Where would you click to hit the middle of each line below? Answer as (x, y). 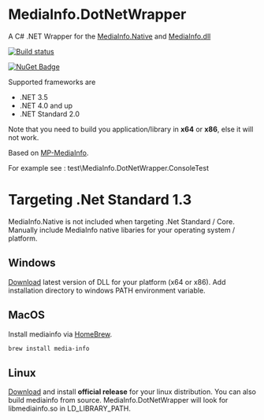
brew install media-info (49, 348)
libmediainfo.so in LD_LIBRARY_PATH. (70, 409)
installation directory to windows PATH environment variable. (107, 290)
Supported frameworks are (52, 82)
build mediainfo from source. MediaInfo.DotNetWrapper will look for (118, 400)
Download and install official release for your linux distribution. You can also (132, 392)
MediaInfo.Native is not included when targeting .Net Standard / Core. (121, 221)
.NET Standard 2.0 (50, 114)
